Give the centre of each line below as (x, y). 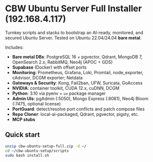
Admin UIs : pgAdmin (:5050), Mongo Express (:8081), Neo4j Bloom (80, 98)
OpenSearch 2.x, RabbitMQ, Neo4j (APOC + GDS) (62, 62)
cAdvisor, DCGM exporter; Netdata (47, 78)
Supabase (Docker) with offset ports (49, 67)
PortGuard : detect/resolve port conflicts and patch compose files (78, 109)
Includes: (14, 47)
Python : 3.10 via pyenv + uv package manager (59, 93)
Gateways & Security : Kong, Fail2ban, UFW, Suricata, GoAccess (77, 83)
